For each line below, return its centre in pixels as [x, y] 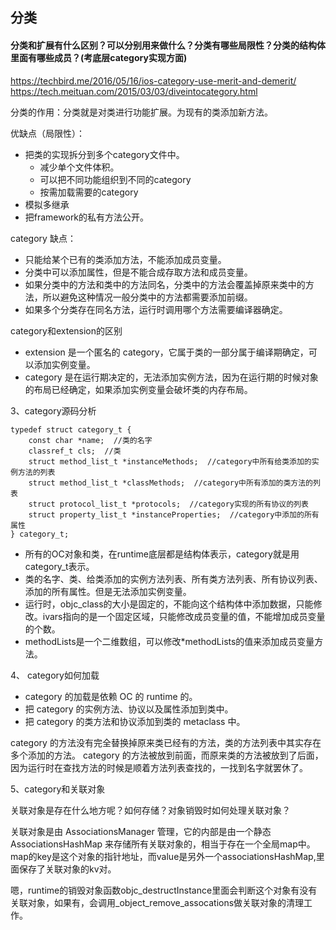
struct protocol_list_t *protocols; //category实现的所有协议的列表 [168, 504]
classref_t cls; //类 [75, 451]
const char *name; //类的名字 [90, 440]
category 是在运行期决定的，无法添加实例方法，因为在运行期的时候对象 [171, 377]
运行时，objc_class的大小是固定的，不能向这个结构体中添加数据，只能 [169, 604]
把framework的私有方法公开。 [87, 217]
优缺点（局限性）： [47, 133]
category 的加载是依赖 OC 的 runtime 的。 [111, 696]
